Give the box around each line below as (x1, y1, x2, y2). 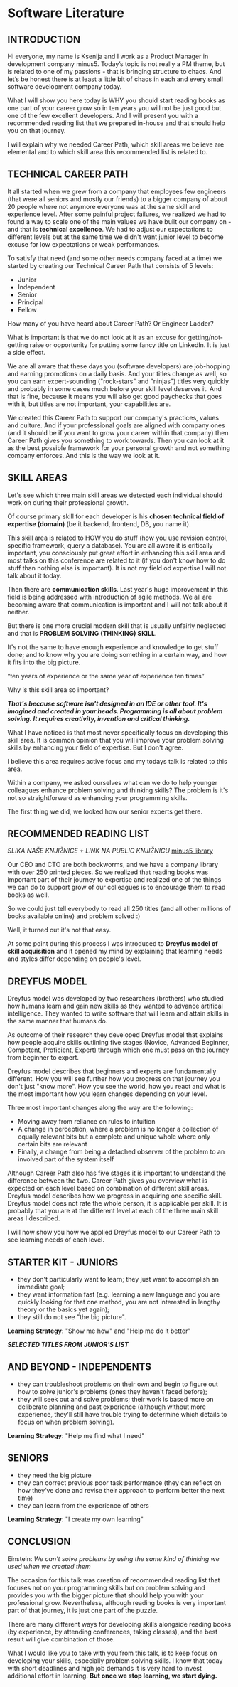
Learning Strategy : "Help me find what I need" (7, 1431, 145, 1439)
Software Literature (7, 5, 124, 21)
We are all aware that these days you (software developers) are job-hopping (7, 361, 231, 371)
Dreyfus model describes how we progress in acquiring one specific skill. (7, 1191, 222, 1200)
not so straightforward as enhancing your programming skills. (7, 793, 188, 802)
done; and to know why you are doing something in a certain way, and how (7, 650, 227, 659)
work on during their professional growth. (7, 498, 129, 506)
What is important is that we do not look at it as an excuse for (7, 333, 187, 341)
